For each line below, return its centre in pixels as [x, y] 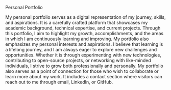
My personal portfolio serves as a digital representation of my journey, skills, [86, 17]
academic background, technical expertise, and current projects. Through [83, 28]
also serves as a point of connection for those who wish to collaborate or [82, 71]
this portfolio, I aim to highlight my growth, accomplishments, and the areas [84, 33]
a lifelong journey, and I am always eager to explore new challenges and [81, 50]
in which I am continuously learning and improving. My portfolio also [77, 39]
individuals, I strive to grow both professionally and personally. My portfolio [84, 66]
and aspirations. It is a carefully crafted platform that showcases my [77, 23]
